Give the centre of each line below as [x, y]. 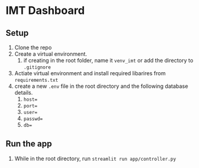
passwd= [33, 119]
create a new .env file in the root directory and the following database [101, 86]
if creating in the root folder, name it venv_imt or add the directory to [108, 60]
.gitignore [37, 67]
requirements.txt [36, 80]
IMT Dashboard [45, 11]
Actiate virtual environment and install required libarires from [90, 73]
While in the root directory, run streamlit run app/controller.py [95, 158]
